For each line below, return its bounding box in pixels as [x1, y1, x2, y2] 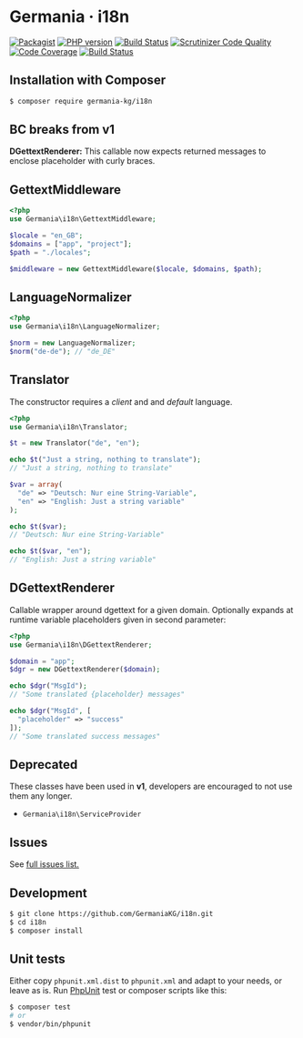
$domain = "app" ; [9, 657, 76, 666]
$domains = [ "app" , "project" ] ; [9, 239, 132, 248]
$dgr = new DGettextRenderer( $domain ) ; [9, 665, 161, 674]
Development [9, 885, 88, 901]
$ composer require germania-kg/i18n [9, 96, 153, 106]
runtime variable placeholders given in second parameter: [9, 614, 227, 625]
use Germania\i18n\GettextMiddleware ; [9, 215, 157, 224]
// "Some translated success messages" [9, 731, 161, 741]
